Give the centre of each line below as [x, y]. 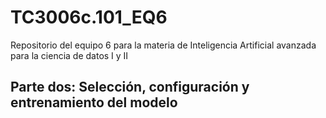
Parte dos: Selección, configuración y [130, 87]
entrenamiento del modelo [94, 102]
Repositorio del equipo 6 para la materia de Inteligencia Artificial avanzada [163, 45]
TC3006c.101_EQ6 [89, 17]
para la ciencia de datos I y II [69, 55]
